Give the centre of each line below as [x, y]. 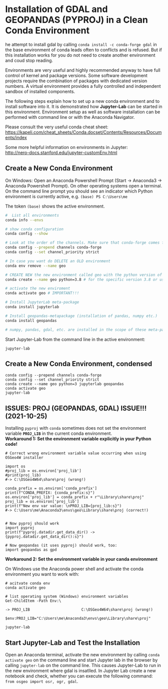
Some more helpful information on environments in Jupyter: [67, 147]
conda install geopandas [31, 320]
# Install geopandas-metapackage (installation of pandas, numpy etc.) [81, 316]
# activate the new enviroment [38, 289]
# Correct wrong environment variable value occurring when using [76, 453]
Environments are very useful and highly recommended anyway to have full [83, 70]
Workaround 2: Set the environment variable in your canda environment [81, 559]
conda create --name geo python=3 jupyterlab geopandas [64, 384]
